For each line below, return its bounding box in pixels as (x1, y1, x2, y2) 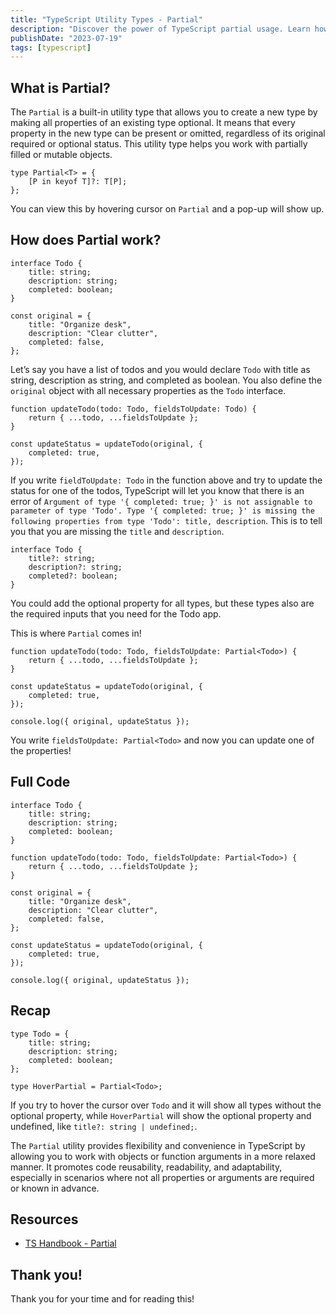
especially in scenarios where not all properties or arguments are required (10, 1171, 315, 1183)
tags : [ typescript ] (10, 42, 92, 53)
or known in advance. (10, 1182, 100, 1194)
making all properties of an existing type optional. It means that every (10, 117, 296, 129)
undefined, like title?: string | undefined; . (10, 1120, 198, 1132)
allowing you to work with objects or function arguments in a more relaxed (10, 1150, 316, 1162)
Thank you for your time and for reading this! (10, 1293, 195, 1305)
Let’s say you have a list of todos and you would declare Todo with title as (10, 363, 311, 375)
